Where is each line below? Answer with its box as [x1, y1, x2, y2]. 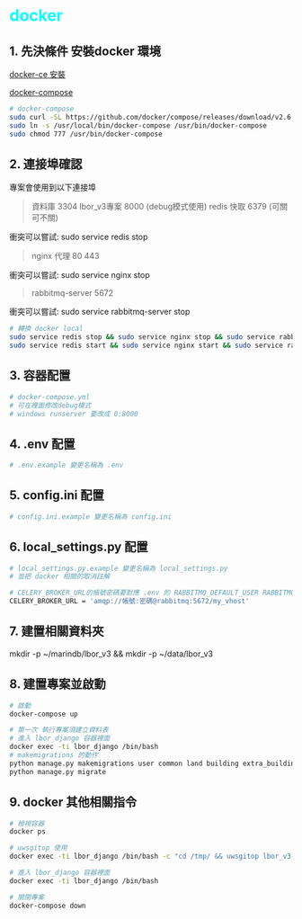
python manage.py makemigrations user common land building [9, 759, 240, 768]
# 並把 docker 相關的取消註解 [9, 572, 111, 581]
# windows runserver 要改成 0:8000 [9, 409, 138, 418]
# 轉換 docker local [9, 325, 84, 334]
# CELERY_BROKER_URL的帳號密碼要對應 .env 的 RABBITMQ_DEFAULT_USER [9, 588, 259, 598]
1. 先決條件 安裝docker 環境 [9, 43, 162, 58]
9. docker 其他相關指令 [9, 795, 138, 810]
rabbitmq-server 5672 [31, 288, 114, 299]
